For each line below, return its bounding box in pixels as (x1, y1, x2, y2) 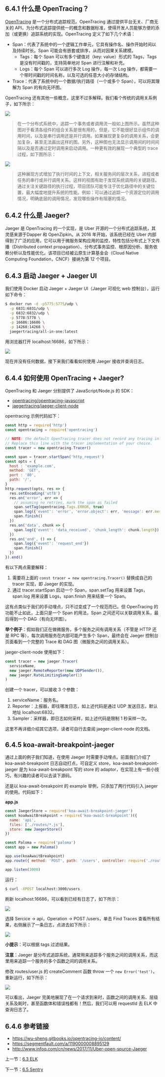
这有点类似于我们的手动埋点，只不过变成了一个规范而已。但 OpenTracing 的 (5, 603, 159, 609)
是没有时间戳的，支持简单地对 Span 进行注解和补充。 (19, 59, 128, 65)
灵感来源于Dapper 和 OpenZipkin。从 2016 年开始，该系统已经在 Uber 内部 (5, 231, 157, 237)
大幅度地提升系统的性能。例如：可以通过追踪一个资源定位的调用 (30, 189, 160, 195)
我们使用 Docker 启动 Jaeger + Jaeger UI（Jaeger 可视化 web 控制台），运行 (5, 285, 160, 291)
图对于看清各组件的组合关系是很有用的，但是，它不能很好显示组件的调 (17, 127, 160, 133)
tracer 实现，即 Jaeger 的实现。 (12, 581, 77, 587)
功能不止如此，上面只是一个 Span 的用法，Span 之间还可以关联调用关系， (5, 610, 155, 616)
